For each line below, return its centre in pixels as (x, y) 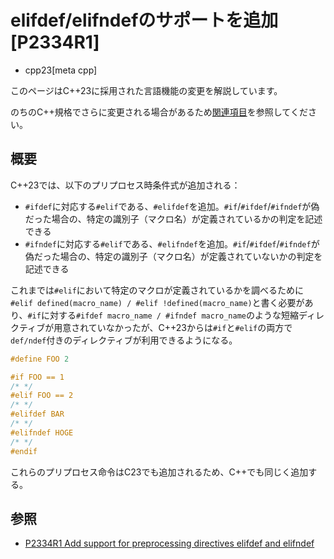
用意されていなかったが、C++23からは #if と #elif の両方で (173, 327)
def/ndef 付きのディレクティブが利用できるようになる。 (124, 340)
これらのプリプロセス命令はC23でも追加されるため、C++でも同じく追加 (159, 472)
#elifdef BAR (37, 414)
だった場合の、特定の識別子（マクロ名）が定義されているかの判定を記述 (173, 218)
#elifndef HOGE (42, 432)
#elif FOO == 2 (42, 396)
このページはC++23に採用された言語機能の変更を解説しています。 (146, 90)
